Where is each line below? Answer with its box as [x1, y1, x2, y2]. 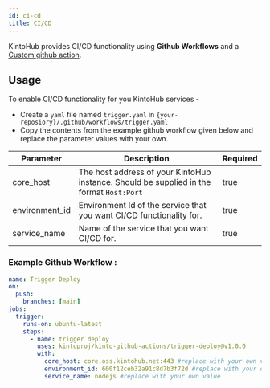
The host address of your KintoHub [78, 166, 211, 178]
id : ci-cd [8, 11, 42, 20]
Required [222, 153, 258, 165]
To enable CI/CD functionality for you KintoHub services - [8, 94, 199, 104]
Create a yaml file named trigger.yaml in [19, 110, 155, 120]
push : [15, 290, 35, 298]
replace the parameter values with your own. [19, 134, 169, 144]
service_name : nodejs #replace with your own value [43, 372, 221, 380]
